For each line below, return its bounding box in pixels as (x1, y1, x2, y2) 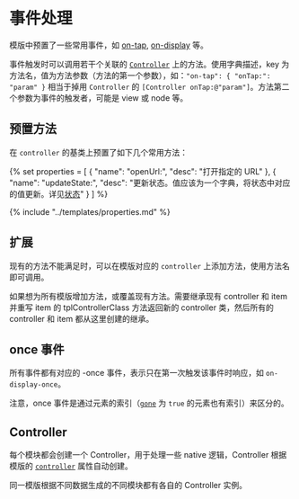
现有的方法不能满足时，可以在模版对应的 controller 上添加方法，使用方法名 (9, 260, 290, 271)
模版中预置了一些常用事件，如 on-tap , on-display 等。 (9, 40, 208, 50)
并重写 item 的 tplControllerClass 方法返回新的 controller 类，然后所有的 (9, 302, 274, 313)
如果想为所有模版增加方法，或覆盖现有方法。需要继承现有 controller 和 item (9, 290, 287, 301)
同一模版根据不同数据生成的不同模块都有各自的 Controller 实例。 (9, 480, 247, 491)
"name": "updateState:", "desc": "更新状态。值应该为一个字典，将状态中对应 (9, 177, 291, 188)
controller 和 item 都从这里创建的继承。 (9, 313, 154, 324)
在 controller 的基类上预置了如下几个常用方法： (9, 147, 189, 157)
